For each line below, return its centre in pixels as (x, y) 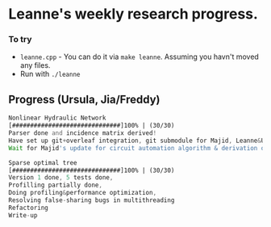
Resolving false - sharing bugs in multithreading (92, 200)
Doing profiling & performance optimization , (83, 193)
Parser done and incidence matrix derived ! (83, 133)
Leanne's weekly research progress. (133, 14)
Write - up (23, 215)
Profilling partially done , (56, 185)
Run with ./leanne (50, 74)
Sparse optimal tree (43, 162)
